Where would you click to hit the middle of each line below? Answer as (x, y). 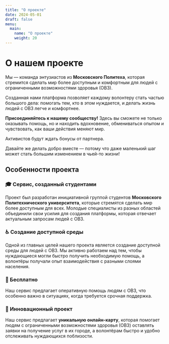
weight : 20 (26, 38)
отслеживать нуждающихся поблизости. (49, 336)
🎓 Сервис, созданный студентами (51, 184)
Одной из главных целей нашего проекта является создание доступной (83, 245)
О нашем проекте (44, 63)
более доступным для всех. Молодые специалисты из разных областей (83, 208)
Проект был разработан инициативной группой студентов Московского (83, 197)
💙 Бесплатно (21, 279)
